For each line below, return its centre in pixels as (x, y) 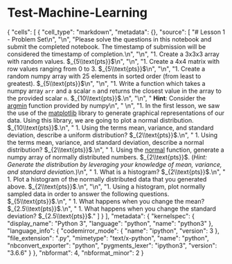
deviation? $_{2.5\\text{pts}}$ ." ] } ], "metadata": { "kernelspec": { (101, 215)
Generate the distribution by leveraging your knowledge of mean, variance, (115, 164)
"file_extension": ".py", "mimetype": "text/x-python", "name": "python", (108, 238)
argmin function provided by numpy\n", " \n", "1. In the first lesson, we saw (114, 105)
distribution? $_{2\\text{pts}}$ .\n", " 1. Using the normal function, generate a (116, 150)
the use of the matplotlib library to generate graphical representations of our (116, 113)
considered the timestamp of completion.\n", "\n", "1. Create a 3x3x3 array (113, 54)
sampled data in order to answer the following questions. (88, 194)
